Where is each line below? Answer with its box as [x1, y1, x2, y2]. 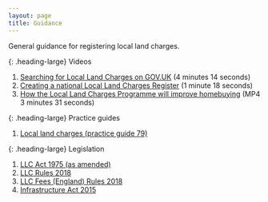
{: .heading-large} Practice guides [8, 113, 120, 122]
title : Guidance [8, 19, 62, 27]
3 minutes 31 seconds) [19, 97, 95, 107]
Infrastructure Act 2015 [19, 184, 97, 194]
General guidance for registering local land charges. [8, 41, 180, 50]
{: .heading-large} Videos [8, 57, 92, 66]
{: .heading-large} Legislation [8, 144, 105, 153]
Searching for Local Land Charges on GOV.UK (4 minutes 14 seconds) [19, 72, 251, 81]
